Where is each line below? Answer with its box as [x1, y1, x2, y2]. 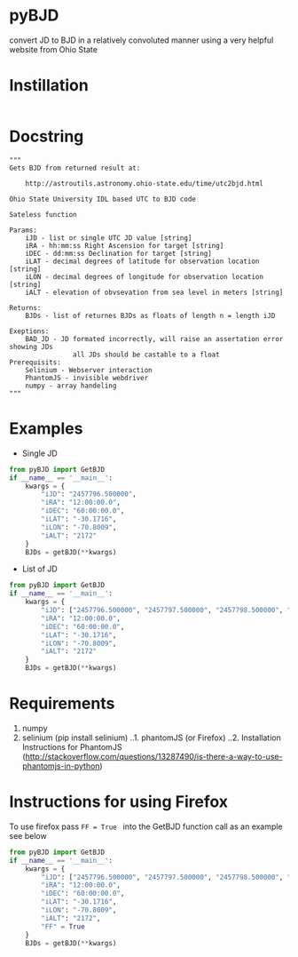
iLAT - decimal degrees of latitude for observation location [25, 257, 260, 266]
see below [9, 830, 47, 841]
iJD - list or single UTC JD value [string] [25, 233, 192, 243]
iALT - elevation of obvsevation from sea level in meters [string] [25, 288, 284, 297]
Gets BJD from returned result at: [9, 163, 141, 172]
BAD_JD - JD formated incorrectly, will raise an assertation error [25, 334, 284, 343]
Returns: [9, 303, 42, 312]
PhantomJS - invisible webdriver [25, 373, 149, 382]
